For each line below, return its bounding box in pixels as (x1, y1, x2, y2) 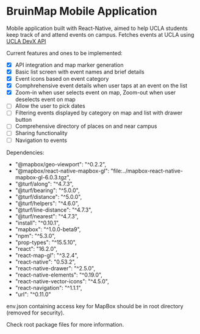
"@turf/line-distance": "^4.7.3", (15, 206, 93, 213)
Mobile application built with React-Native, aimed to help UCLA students (6, 24, 188, 32)
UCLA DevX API (6, 37, 46, 45)
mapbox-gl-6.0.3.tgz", (15, 173, 71, 181)
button (15, 116, 32, 124)
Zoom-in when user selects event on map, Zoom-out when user (15, 89, 176, 96)
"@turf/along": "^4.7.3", (15, 180, 74, 187)
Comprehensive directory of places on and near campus (15, 122, 157, 130)
